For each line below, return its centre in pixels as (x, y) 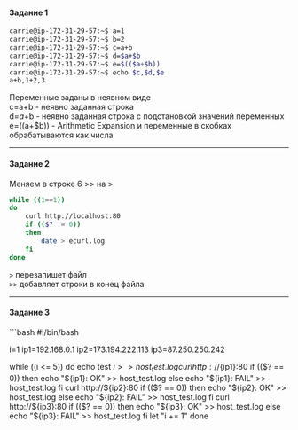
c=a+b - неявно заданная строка (72, 107)
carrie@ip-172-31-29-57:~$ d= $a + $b (75, 56)
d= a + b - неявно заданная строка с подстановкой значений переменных (147, 116)
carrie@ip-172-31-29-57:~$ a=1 (67, 31)
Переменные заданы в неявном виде (80, 98)
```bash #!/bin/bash (44, 332)
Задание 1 (29, 12)
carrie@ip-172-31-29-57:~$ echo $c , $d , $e (87, 72)
